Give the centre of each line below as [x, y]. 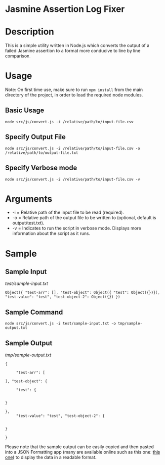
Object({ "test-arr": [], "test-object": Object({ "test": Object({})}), [83, 293]
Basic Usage [25, 111]
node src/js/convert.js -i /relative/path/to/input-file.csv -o [73, 148]
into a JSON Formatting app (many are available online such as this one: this [83, 452]
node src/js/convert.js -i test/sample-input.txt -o [61, 324]
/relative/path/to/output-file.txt [42, 153]
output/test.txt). [28, 223]
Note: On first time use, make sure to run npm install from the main [74, 90]
